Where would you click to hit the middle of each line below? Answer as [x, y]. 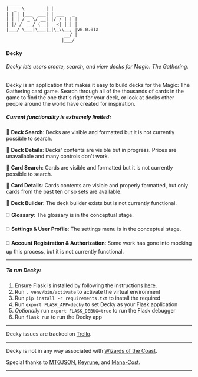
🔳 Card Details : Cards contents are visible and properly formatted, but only [97, 185]
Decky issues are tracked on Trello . [49, 334]
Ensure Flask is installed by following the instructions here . [86, 285]
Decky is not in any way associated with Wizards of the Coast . [82, 350]
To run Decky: [24, 271]
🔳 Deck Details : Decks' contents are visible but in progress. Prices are [91, 149]
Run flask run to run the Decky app [58, 317]
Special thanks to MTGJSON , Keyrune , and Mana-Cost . [73, 362]
